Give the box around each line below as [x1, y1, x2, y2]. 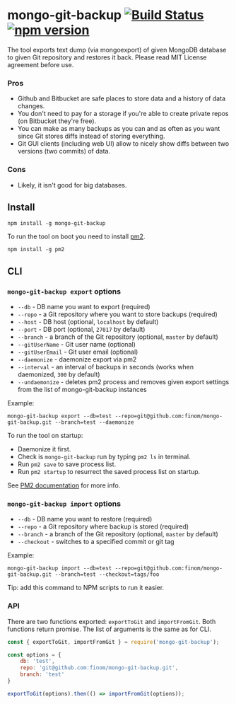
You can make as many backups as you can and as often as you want [17, 125, 220, 133]
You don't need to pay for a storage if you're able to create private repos [17, 110, 229, 118]
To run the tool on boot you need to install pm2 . [7, 232, 146, 241]
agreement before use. [7, 60, 74, 69]
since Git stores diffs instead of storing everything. [17, 132, 165, 141]
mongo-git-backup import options [7, 499, 122, 509]
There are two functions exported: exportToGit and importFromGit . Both [7, 617, 216, 625]
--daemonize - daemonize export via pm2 [17, 355, 137, 364]
